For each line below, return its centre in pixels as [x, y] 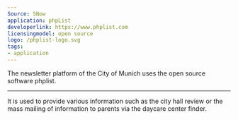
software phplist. [32, 80]
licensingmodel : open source [50, 34]
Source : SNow [27, 14]
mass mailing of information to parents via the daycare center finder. [107, 108]
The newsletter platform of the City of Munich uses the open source [107, 73]
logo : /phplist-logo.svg [44, 40]
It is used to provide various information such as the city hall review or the [115, 101]
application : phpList [39, 20]
